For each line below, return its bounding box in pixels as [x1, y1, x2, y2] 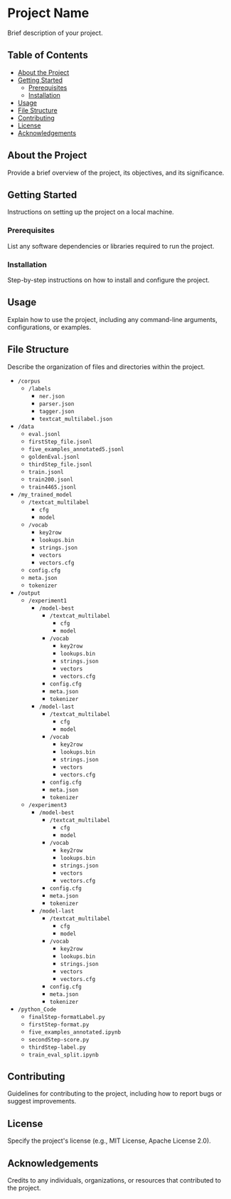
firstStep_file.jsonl [28, 438, 92, 445]
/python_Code [17, 1006, 57, 1013]
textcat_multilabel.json [38, 415, 113, 422]
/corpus [17, 378, 41, 385]
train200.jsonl [28, 476, 73, 483]
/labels [28, 385, 51, 393]
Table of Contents [7, 49, 89, 61]
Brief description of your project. [7, 28, 103, 37]
